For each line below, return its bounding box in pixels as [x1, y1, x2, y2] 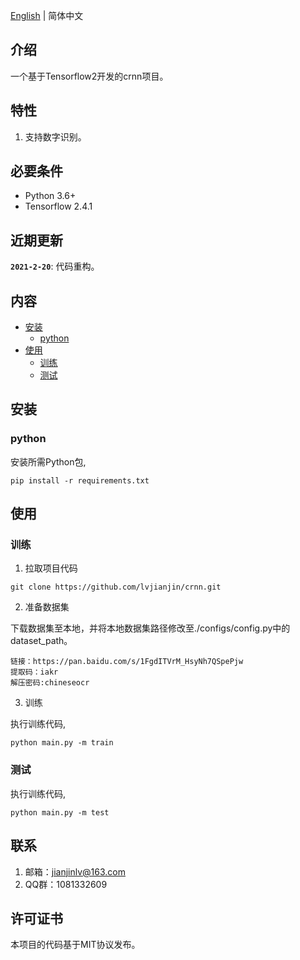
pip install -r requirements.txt [10, 475, 150, 486]
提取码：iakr [10, 667, 59, 678]
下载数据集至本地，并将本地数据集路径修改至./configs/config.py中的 [10, 622, 291, 634]
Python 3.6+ [24, 190, 77, 202]
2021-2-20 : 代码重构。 [10, 260, 100, 273]
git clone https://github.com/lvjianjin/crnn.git [10, 582, 222, 593]
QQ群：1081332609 [24, 878, 108, 890]
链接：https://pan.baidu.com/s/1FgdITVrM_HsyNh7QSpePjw [10, 657, 244, 667]
